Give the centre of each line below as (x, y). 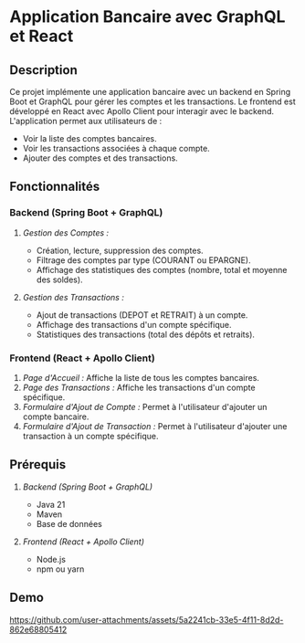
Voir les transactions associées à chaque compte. (116, 148)
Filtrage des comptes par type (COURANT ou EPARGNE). (143, 260)
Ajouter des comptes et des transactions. (100, 158)
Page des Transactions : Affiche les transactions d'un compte (139, 387)
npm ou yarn (60, 569)
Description (43, 70)
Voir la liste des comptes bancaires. (89, 138)
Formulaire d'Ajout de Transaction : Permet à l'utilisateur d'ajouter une (155, 426)
